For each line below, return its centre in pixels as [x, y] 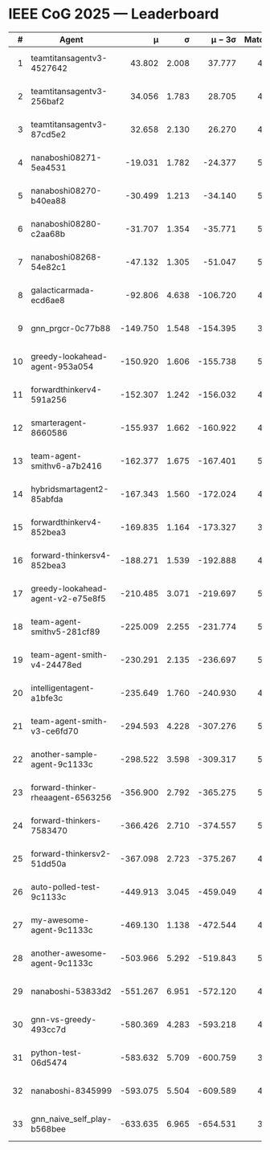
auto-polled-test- [66, 886]
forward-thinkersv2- [71, 853]
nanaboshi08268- [66, 256]
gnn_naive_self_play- [72, 1119]
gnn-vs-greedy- [64, 1019]
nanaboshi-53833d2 [72, 991]
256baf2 [48, 101]
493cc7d [49, 1029]
